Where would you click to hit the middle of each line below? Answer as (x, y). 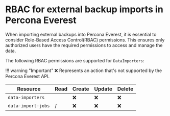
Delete (125, 89)
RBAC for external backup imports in (84, 9)
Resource (29, 89)
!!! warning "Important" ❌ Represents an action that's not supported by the (84, 71)
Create (81, 89)
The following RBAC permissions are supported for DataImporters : (75, 60)
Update (103, 89)
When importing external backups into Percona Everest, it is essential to (81, 34)
